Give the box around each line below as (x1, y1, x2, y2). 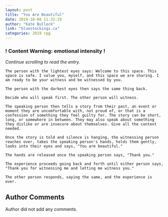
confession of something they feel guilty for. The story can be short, (5, 113, 161, 118)
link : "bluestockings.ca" (5, 26, 60, 31)
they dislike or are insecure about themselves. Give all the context (5, 122, 157, 127)
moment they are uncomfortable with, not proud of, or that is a (5, 108, 145, 114)
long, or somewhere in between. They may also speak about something (5, 117, 155, 123)
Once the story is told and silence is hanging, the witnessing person (5, 135, 159, 140)
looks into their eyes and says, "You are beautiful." (5, 144, 123, 149)
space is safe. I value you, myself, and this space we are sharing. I (5, 73, 159, 78)
